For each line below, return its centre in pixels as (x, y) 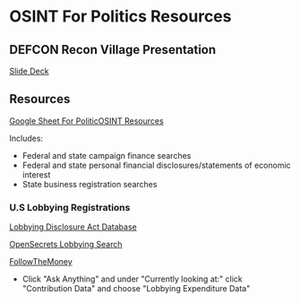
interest (36, 174)
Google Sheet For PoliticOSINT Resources (86, 121)
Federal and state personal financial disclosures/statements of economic (156, 165)
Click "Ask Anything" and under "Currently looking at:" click (133, 279)
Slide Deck (29, 71)
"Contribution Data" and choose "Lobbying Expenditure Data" (136, 289)
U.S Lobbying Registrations (70, 207)
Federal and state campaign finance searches (107, 155)
